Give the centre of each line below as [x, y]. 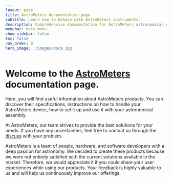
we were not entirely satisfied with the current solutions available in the [80, 156]
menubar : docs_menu [26, 29]
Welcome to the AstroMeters [68, 74]
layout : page [19, 10]
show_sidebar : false [27, 34]
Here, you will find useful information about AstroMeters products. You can [84, 98]
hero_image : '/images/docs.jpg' [40, 48]
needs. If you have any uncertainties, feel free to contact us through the [81, 130]
